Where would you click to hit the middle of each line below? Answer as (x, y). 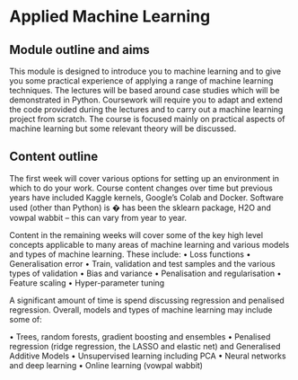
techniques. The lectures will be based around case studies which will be (145, 90)
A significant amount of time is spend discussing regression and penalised (147, 300)
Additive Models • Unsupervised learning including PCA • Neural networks (148, 356)
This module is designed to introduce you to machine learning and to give (145, 71)
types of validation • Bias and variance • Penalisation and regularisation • (145, 273)
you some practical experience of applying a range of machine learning (141, 81)
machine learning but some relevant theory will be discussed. (123, 128)
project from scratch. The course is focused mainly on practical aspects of (147, 119)
